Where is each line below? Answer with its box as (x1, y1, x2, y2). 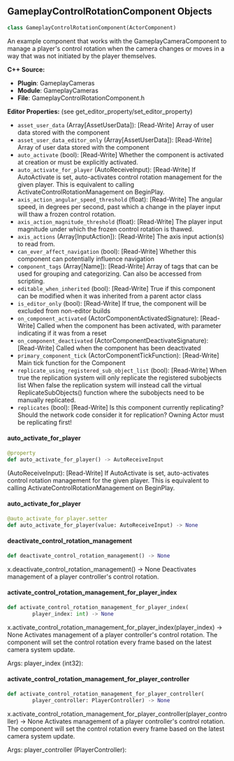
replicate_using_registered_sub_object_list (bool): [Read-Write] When (17, 366, 227, 374)
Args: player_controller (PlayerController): (7, 745, 127, 754)
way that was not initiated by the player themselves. (7, 52, 157, 60)
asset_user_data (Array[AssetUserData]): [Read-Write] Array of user (17, 120, 214, 129)
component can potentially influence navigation (17, 255, 155, 263)
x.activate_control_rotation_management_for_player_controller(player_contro (7, 709, 228, 718)
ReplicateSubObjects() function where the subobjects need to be (17, 388, 205, 397)
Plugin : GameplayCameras (17, 78, 95, 87)
